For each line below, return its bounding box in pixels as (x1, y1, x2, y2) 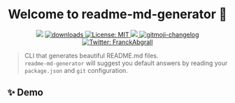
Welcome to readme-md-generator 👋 (8, 6, 227, 22)
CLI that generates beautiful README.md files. (24, 51, 159, 60)
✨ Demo (7, 87, 43, 99)
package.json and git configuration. (24, 66, 128, 74)
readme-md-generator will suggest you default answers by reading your (24, 59, 228, 67)
